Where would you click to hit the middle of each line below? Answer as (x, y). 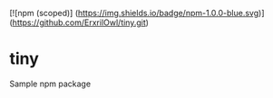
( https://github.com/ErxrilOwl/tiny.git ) (79, 22)
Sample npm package (50, 84)
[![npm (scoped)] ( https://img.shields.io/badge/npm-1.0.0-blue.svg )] (137, 13)
